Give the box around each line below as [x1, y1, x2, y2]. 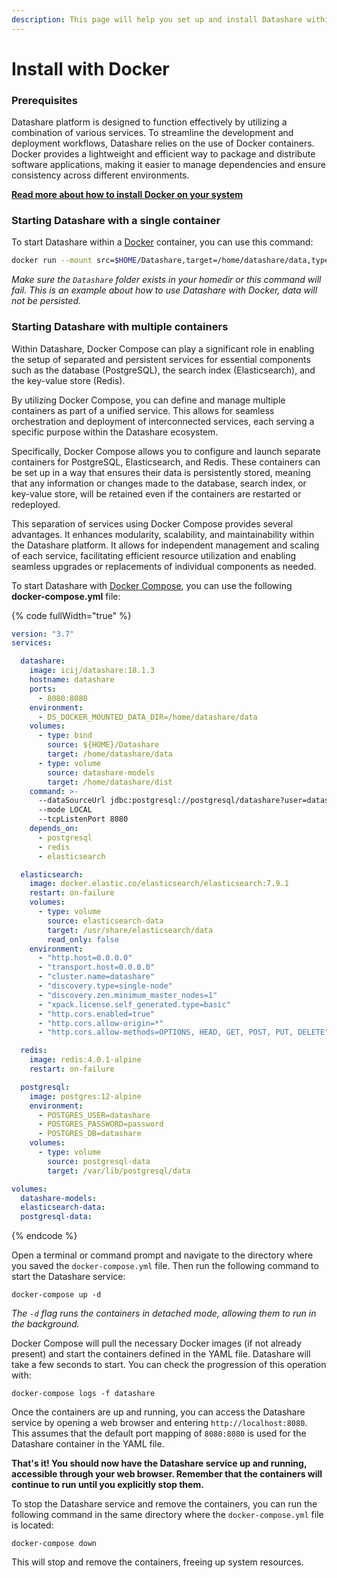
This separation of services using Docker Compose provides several [11, 517, 294, 530]
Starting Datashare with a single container [11, 214, 221, 228]
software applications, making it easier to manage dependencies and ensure [11, 159, 327, 171]
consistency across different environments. [11, 169, 190, 181]
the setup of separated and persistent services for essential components [11, 353, 311, 365]
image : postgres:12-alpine [29, 1091, 142, 1101]
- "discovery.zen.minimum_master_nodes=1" [37, 990, 218, 1000]
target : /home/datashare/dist [47, 777, 173, 787]
